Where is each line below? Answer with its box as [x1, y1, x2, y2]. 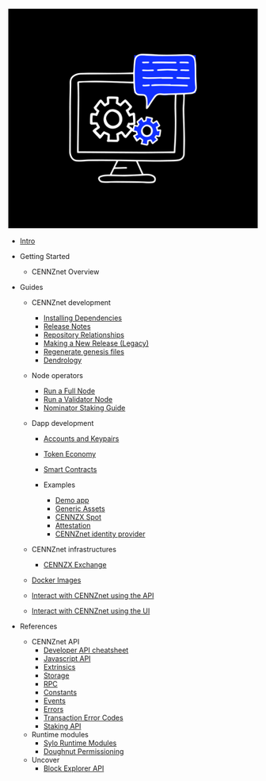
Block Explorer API [43, 764, 104, 773]
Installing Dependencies [43, 313, 123, 323]
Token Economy [43, 449, 97, 458]
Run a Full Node [43, 386, 96, 396]
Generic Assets [55, 504, 105, 513]
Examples [43, 480, 76, 489]
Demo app [55, 495, 89, 505]
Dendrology [43, 355, 82, 365]
